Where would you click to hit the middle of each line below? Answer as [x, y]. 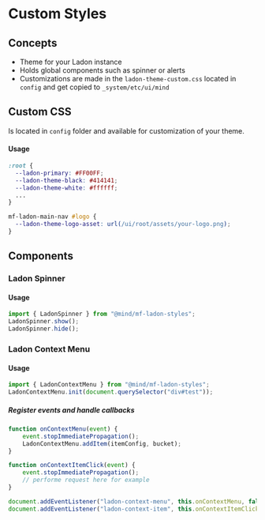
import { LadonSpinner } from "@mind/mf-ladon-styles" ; [102, 314]
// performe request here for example [86, 480]
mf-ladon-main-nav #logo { [52, 217]
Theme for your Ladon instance [71, 62]
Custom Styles [58, 14]
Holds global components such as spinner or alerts [102, 70]
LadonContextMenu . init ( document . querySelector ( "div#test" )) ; [111, 392]
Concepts [33, 43]
